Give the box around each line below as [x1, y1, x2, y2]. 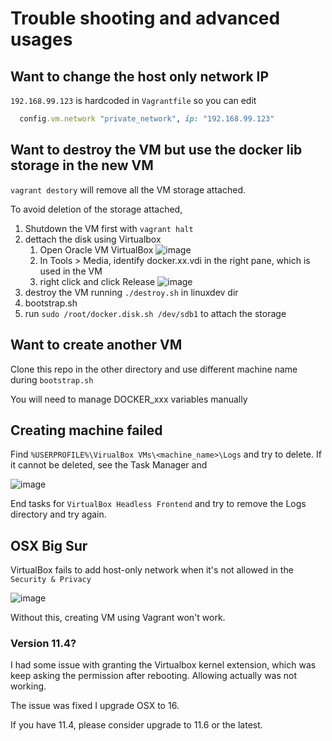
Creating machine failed [10, 422, 163, 439]
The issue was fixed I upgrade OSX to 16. [10, 700, 180, 712]
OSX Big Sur [10, 537, 88, 554]
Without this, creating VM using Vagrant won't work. [10, 612, 226, 624]
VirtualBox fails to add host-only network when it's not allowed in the [10, 564, 294, 576]
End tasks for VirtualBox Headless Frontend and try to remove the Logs [10, 498, 307, 510]
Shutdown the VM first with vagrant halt [24, 222, 194, 234]
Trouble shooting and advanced [10, 7, 281, 30]
